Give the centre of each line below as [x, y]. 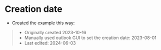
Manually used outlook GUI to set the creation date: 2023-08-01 [90, 38]
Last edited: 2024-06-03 [50, 43]
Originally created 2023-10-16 [55, 32]
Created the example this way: [43, 23]
